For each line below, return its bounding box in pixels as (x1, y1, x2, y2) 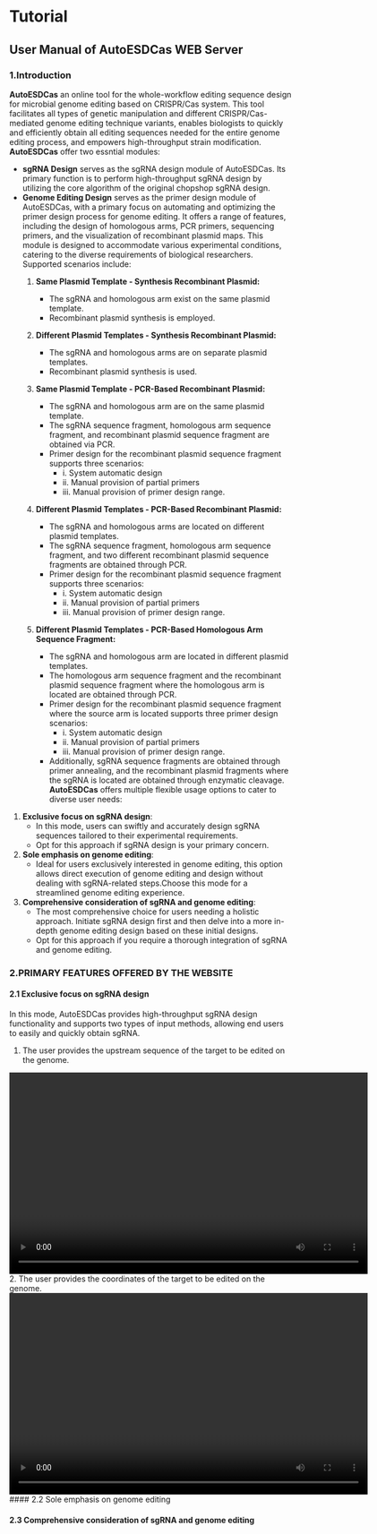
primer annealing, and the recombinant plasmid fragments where (48, 765, 289, 776)
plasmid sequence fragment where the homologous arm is (48, 679, 265, 690)
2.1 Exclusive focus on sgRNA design (9, 989, 150, 999)
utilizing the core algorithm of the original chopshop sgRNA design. (21, 182, 270, 193)
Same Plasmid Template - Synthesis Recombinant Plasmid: (35, 276, 261, 287)
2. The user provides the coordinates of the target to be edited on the (9, 1273, 266, 1284)
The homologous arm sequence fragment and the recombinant (48, 670, 282, 681)
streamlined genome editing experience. (35, 887, 185, 897)
